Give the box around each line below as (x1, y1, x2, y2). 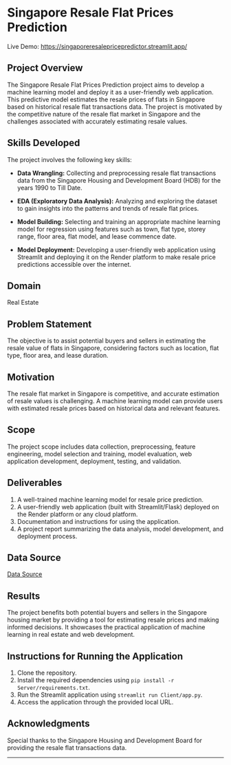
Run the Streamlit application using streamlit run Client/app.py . (16, 691, 203, 699)
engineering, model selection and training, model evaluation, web (7, 449, 192, 458)
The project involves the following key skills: (7, 155, 132, 163)
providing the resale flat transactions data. (7, 743, 127, 752)
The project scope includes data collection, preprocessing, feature (7, 442, 196, 451)
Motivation (7, 371, 55, 383)
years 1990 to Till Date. (16, 183, 82, 192)
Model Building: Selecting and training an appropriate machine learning (16, 217, 221, 225)
